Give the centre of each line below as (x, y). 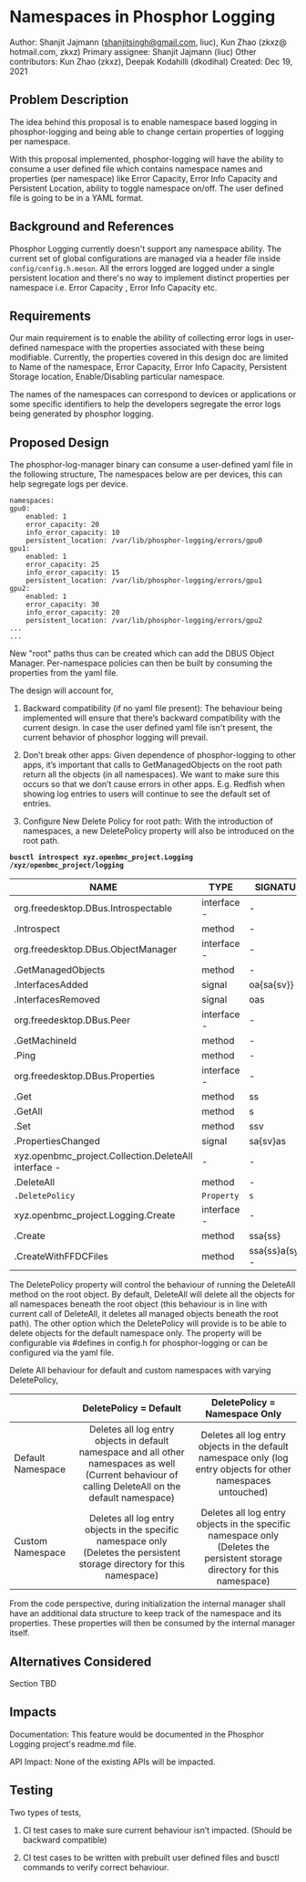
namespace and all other (132, 1452)
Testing (31, 1790)
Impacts (33, 1713)
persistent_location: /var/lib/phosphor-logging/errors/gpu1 (144, 581)
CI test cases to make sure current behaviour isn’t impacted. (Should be (158, 1830)
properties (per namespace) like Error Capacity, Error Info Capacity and (143, 178)
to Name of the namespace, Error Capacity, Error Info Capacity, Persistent (148, 367)
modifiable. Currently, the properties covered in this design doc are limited (149, 357)
